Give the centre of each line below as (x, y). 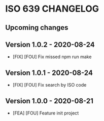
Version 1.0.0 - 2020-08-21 (49, 101)
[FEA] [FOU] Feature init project (46, 113)
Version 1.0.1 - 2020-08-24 (49, 73)
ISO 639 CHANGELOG (52, 9)
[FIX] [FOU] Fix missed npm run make (52, 57)
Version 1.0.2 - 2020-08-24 (50, 44)
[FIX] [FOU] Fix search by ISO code (49, 85)
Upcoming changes (37, 28)
